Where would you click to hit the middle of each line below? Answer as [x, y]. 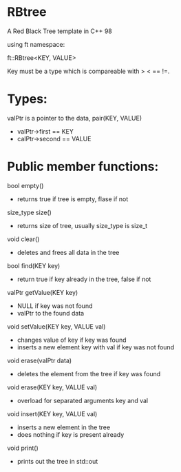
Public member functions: [83, 167]
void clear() [23, 239]
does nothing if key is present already [71, 434]
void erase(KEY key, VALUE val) [52, 387]
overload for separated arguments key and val [83, 400]
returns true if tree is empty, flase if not [73, 199]
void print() [23, 448]
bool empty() [25, 185]
